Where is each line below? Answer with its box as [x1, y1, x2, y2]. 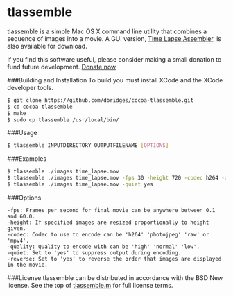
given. [7, 225, 26, 232]
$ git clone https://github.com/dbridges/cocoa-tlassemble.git [7, 96, 194, 104]
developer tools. [7, 83, 53, 92]
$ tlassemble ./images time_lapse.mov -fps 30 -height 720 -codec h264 [7, 175, 218, 182]
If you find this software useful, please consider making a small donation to [7, 55, 222, 63]
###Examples [7, 155, 47, 163]
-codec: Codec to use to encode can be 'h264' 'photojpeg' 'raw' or [7, 231, 209, 238]
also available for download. [7, 42, 88, 50]
